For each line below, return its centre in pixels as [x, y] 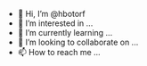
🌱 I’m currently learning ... [65, 33]
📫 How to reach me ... [59, 52]
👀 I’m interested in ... [55, 23]
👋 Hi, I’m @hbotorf [52, 14]
